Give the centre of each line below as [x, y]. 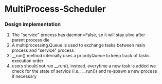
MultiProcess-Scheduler [55, 9]
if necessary [24, 76]
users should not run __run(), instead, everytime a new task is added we [84, 66]
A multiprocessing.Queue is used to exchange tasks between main [78, 45]
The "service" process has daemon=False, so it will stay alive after [78, 35]
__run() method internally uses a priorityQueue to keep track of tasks [81, 56]
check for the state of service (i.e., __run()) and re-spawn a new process [84, 71]
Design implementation [33, 24]
